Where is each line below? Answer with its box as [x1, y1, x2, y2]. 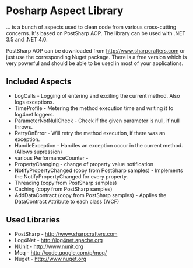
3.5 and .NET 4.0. [6, 36, 48, 43]
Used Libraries [6, 215, 60, 225]
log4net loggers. [14, 111, 54, 118]
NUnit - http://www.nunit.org [14, 243, 83, 250]
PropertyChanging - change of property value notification [14, 160, 153, 167]
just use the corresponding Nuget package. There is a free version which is [6, 53, 187, 60]
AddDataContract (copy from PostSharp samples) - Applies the [14, 191, 167, 198]
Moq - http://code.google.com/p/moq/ [14, 249, 107, 256]
